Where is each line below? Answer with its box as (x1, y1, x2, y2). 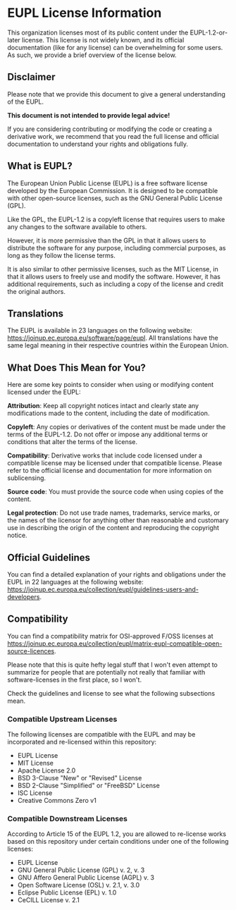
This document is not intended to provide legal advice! (7, 111, 170, 119)
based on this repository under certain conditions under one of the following (7, 837, 229, 846)
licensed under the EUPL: (7, 388, 81, 396)
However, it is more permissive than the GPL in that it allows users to (7, 236, 206, 245)
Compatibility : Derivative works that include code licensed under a (7, 451, 203, 460)
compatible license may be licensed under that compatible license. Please (7, 459, 223, 467)
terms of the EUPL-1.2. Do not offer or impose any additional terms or (7, 430, 209, 438)
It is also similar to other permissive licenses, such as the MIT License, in (7, 264, 218, 273)
